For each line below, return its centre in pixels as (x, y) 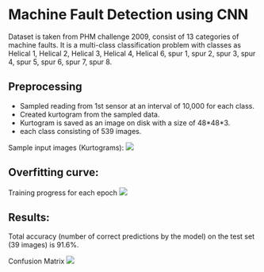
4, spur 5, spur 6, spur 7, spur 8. (60, 62)
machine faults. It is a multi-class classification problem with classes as (125, 44)
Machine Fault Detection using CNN (128, 15)
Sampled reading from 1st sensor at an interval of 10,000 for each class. (137, 105)
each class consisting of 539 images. (80, 131)
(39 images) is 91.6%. (44, 245)
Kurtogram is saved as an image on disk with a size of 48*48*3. (125, 123)
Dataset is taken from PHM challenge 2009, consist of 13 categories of (124, 36)
